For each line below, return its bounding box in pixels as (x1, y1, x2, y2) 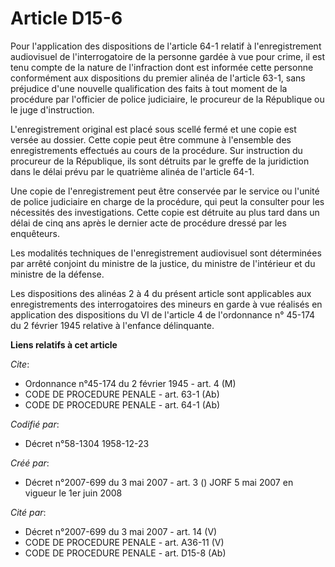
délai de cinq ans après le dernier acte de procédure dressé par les (10, 217, 287, 229)
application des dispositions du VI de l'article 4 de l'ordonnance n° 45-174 (10, 308, 316, 321)
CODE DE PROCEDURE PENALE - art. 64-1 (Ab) (24, 398, 221, 411)
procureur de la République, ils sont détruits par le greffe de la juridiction (10, 155, 310, 167)
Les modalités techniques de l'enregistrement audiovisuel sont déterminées (10, 247, 322, 259)
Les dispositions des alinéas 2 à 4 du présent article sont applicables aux (10, 287, 312, 299)
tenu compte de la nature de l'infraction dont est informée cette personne (10, 61, 314, 73)
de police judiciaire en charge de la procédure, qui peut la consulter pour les (10, 195, 325, 207)
